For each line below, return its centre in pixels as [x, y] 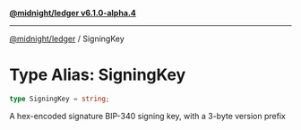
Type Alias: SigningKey [98, 75]
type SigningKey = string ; [60, 99]
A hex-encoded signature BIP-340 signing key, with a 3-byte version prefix [148, 116]
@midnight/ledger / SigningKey [67, 39]
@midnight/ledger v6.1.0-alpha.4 [73, 13]
